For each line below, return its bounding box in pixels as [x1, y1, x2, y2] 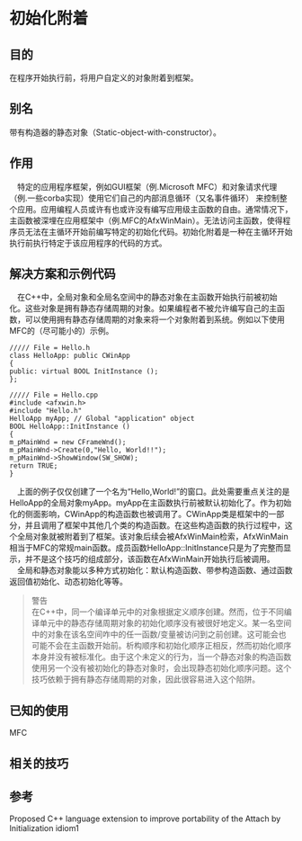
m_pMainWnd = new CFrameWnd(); [9, 438, 127, 447]
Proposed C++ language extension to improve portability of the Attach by [9, 813, 281, 824]
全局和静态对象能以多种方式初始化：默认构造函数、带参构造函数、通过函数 [17, 565, 293, 576]
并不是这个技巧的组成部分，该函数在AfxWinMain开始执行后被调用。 [24, 554, 276, 565]
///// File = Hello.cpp [9, 390, 99, 400]
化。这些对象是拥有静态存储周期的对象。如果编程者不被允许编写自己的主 [9, 303, 277, 314]
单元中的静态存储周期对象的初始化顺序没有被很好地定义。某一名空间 [39, 618, 292, 629]
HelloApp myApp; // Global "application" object [9, 415, 195, 424]
